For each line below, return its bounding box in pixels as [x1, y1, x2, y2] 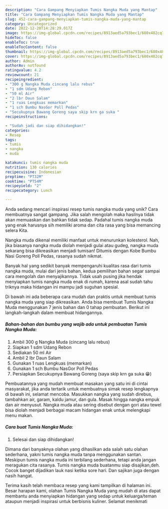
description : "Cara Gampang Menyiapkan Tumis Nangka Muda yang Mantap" [5, 7, 157, 12]
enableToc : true [5, 40, 39, 45]
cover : [5, 53, 19, 59]
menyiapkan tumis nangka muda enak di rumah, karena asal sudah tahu [5, 278, 153, 284]
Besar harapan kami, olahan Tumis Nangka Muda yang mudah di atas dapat [5, 487, 161, 493]
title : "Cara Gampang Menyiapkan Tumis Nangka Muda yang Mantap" [5, 12, 144, 17]
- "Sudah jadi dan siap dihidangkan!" [5, 123, 86, 128]
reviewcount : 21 [5, 72, 39, 77]
